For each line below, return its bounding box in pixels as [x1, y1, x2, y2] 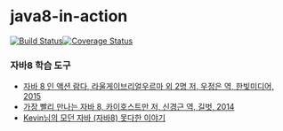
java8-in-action [10, 6, 128, 27]
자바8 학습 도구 [10, 59, 71, 72]
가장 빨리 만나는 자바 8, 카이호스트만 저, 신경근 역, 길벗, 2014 [22, 102, 235, 112]
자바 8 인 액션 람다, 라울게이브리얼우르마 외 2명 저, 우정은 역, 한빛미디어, [22, 81, 274, 92]
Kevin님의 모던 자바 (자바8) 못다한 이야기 [22, 112, 166, 123]
